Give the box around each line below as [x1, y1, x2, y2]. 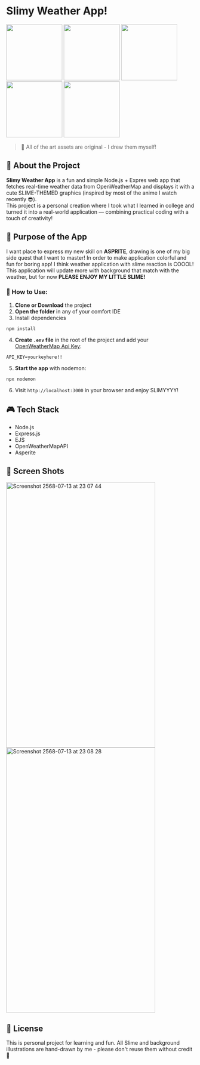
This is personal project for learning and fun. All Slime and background [6, 1039, 180, 1046]
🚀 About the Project [6, 161, 81, 171]
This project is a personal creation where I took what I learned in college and [6, 202, 195, 209]
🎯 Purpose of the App [6, 232, 88, 242]
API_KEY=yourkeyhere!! [6, 354, 63, 360]
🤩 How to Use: [6, 288, 48, 296]
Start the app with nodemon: [14, 364, 87, 371]
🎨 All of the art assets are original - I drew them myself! [20, 143, 157, 150]
